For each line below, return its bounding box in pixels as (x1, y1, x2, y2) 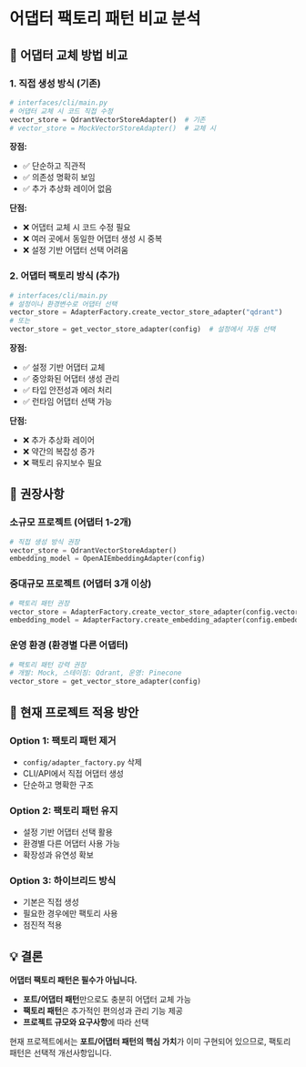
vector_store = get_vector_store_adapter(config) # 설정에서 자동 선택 (9, 325, 276, 334)
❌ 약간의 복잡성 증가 (22, 446, 96, 457)
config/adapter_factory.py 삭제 (22, 757, 143, 767)
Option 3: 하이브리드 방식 (9, 875, 117, 888)
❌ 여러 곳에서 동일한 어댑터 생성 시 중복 (22, 233, 163, 244)
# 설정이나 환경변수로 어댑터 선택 (9, 300, 117, 309)
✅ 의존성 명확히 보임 (22, 172, 96, 183)
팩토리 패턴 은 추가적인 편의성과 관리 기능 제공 (22, 1005, 184, 1016)
